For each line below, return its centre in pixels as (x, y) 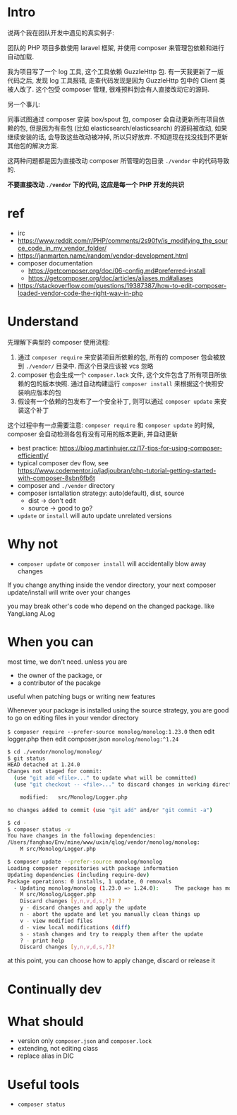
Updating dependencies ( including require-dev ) (79, 875)
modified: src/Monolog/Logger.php (74, 797)
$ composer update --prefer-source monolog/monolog (85, 862)
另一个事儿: (24, 104)
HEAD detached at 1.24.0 (44, 765)
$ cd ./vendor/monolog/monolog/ (55, 752)
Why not (33, 544)
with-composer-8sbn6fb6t (56, 478)
